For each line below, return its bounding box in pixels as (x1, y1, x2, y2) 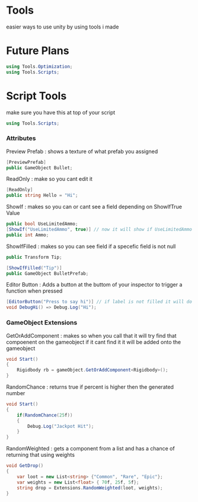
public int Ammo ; (6, 232, 49, 238)
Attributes (6, 134, 36, 142)
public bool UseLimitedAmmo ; (6, 221, 78, 227)
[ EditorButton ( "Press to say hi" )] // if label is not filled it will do (6, 299, 193, 305)
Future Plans (6, 44, 69, 58)
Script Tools (6, 89, 67, 103)
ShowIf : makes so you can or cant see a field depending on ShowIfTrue (6, 203, 183, 211)
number (6, 390, 25, 397)
